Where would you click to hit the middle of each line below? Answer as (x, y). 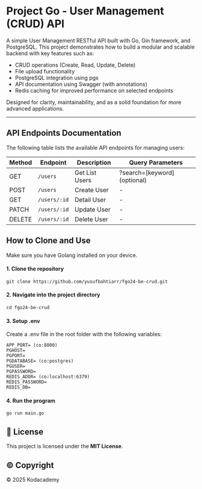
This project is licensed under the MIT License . (65, 446)
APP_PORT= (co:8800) (32, 345)
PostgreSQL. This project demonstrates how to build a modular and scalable (101, 47)
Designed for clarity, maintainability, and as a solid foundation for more (94, 102)
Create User (92, 189)
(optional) (133, 180)
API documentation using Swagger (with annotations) (81, 84)
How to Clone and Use (49, 241)
